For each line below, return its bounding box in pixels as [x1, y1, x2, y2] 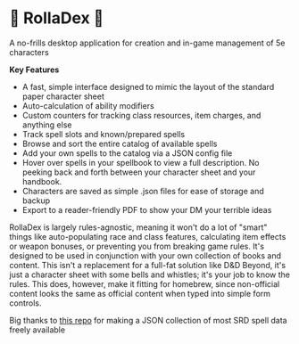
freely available [9, 324, 65, 335]
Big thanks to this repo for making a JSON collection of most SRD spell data [9, 315, 287, 325]
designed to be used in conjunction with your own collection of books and [9, 250, 282, 261]
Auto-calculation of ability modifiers [21, 100, 154, 111]
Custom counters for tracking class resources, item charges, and [21, 110, 262, 120]
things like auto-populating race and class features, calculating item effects [9, 231, 287, 242]
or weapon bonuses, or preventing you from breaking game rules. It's [9, 241, 265, 251]
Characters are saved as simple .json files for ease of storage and [21, 185, 265, 196]
